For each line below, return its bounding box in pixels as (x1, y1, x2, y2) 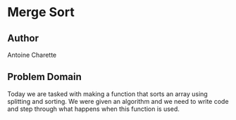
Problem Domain (7, 71, 82, 83)
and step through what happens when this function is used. (7, 105, 180, 113)
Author (7, 32, 39, 44)
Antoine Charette (7, 51, 57, 59)
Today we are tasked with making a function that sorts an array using (7, 89, 208, 98)
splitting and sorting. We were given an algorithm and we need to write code (7, 97, 229, 105)
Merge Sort (7, 4, 75, 20)
